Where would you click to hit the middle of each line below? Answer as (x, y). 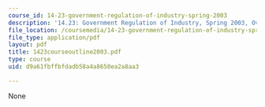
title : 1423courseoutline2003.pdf (65, 52)
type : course (30, 60)
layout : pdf (28, 45)
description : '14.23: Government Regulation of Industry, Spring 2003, (128, 23)
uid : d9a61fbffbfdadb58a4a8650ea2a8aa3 (74, 67)
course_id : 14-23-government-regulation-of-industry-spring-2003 (118, 15)
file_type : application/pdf (54, 37)
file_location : (33, 30)
